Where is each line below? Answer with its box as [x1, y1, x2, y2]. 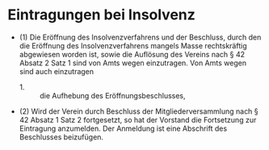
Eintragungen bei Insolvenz [7, 6, 195, 24]
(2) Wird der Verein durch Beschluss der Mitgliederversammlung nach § [19, 106, 259, 116]
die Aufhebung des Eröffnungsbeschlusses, [39, 90, 187, 100]
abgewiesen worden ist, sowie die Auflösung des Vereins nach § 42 [19, 49, 246, 59]
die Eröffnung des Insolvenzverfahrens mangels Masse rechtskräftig [19, 40, 247, 50]
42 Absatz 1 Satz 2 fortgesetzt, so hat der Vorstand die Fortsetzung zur [19, 115, 257, 124]
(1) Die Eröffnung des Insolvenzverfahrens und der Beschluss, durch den [19, 32, 262, 42]
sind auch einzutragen [19, 66, 95, 76]
